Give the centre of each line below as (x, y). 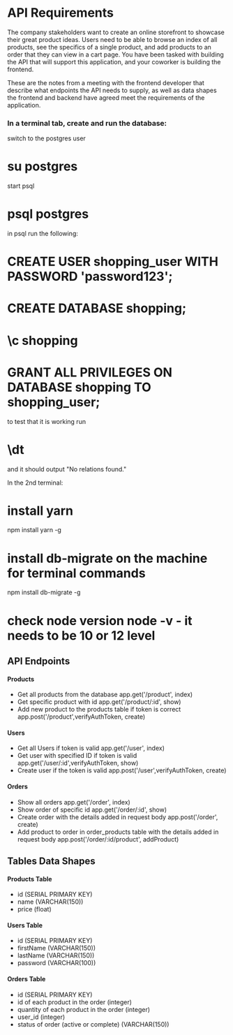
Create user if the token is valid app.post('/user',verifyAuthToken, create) (122, 770)
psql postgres (48, 214)
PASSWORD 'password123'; (90, 277)
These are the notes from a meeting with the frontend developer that (106, 82)
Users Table (25, 925)
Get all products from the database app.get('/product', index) (105, 695)
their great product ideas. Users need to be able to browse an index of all (112, 39)
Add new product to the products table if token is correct (99, 710)
